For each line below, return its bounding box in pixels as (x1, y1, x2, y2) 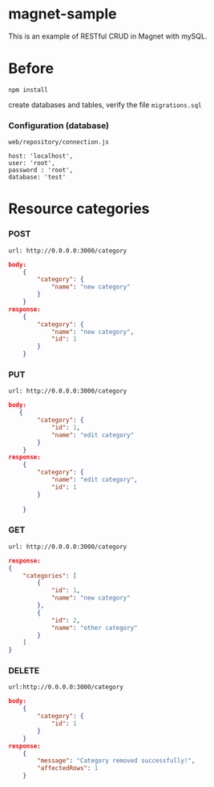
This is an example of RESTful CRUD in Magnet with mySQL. (8, 31, 208, 41)
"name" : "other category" (50, 624, 138, 632)
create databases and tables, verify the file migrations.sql (8, 99, 202, 109)
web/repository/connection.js (8, 138, 110, 147)
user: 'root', (8, 159, 56, 167)
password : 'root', (8, 166, 74, 175)
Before (8, 59, 55, 78)
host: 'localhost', (8, 152, 74, 160)
